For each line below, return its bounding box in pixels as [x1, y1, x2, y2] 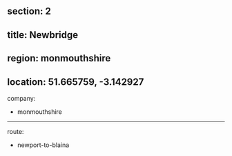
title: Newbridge [7, 29, 78, 41]
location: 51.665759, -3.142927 [7, 76, 144, 88]
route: [7, 127, 24, 135]
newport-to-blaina [17, 141, 70, 149]
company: [7, 94, 36, 102]
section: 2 [7, 6, 52, 17]
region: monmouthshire [7, 52, 111, 64]
